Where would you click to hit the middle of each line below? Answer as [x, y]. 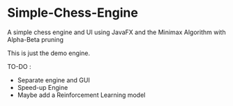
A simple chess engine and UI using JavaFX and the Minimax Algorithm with [116, 32]
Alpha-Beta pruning [36, 39]
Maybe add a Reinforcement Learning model [81, 95]
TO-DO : [19, 66]
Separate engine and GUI [54, 80]
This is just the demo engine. [49, 53]
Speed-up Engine [43, 87]
